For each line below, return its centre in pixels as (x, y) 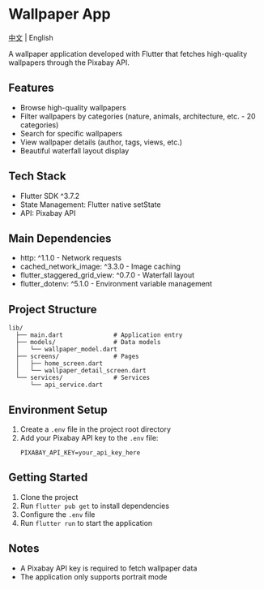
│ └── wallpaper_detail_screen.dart (81, 371)
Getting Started (48, 478)
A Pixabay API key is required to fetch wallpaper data (109, 568)
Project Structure (53, 309)
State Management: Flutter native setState (90, 205)
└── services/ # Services (83, 378)
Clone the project (49, 497)
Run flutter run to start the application (86, 523)
